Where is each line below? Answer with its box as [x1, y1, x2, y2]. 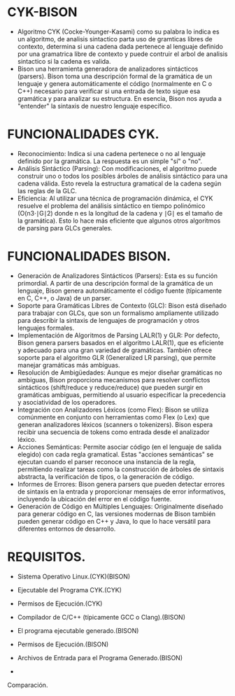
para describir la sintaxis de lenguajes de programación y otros [17, 316, 199, 324]
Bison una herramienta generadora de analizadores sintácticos [17, 64, 199, 73]
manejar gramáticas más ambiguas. [17, 361, 120, 369]
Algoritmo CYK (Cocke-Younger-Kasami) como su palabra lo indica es [17, 27, 220, 36]
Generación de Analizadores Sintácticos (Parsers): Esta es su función [17, 271, 218, 280]
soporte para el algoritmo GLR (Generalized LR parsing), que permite [17, 353, 216, 361]
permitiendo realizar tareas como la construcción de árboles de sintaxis [17, 465, 225, 473]
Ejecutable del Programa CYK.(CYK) [17, 585, 122, 594]
